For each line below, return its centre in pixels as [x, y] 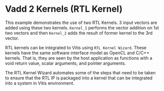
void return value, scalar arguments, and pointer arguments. [66, 63]
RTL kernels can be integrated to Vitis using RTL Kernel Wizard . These [76, 47]
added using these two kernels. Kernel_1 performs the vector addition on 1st [82, 27]
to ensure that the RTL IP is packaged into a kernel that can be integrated [79, 78]
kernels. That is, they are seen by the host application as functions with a [79, 58]
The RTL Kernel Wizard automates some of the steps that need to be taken [80, 72]
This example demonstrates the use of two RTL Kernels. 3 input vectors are [81, 23]
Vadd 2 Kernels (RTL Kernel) [64, 9]
